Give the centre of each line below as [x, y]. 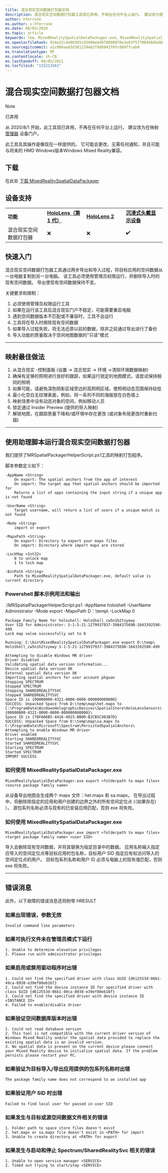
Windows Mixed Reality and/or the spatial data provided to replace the [82, 1038]
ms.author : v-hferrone [29, 24]
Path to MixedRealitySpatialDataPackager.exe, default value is [82, 576]
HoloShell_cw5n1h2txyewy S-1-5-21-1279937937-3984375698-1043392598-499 [82, 647]
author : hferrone [23, 19]
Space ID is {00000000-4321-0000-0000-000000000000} [61, 700]
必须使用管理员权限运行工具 [41, 303]
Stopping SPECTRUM [24, 682]
